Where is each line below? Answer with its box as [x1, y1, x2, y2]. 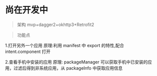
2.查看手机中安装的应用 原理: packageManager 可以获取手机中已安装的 [5, 59, 148, 65]
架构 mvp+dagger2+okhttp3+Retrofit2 [17, 22, 94, 27]
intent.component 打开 [5, 49, 50, 54]
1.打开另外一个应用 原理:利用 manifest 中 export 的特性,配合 [5, 42, 124, 48]
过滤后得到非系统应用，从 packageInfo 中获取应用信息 [13, 65, 123, 71]
